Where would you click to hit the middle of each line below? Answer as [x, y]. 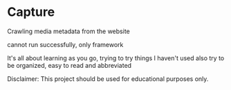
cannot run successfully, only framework [65, 44]
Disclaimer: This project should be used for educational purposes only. [108, 79]
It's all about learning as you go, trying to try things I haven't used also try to [116, 58]
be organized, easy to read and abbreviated [70, 65]
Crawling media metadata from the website [68, 31]
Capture [31, 12]
